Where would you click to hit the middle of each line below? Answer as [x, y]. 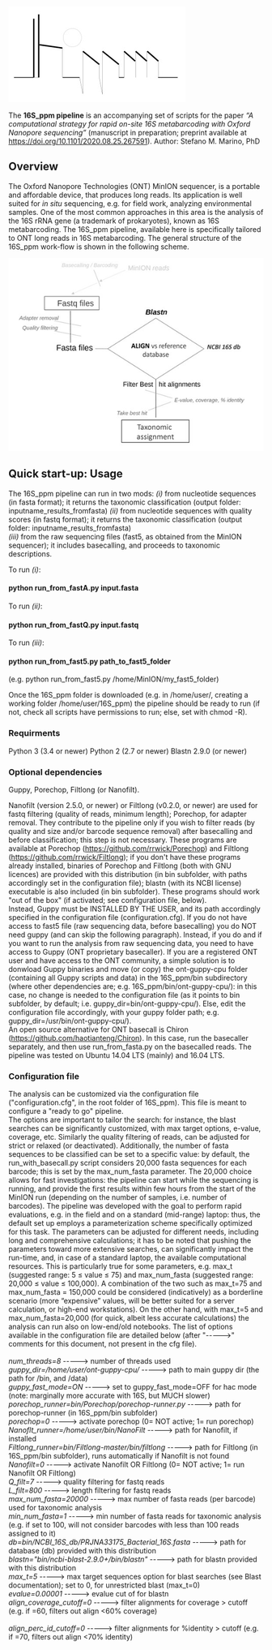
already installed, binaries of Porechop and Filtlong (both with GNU [120, 866]
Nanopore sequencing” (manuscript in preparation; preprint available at [127, 133]
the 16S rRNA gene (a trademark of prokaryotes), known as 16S [114, 221]
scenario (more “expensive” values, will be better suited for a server [121, 1301]
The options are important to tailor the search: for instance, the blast [122, 1120]
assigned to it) [32, 1534]
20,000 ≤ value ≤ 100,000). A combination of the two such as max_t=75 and [135, 1283]
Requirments [34, 733]
